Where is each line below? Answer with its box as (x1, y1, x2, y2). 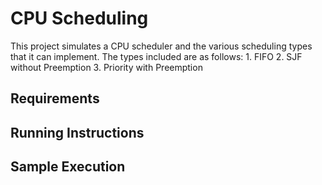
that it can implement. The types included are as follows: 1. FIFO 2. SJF (10, 50, 303, 62)
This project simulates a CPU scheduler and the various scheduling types (10, 40, 313, 52)
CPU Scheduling (10, 7, 149, 30)
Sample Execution (10, 158, 126, 176)
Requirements (10, 90, 100, 107)
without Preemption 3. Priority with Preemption (10, 61, 203, 73)
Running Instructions (10, 124, 145, 141)
